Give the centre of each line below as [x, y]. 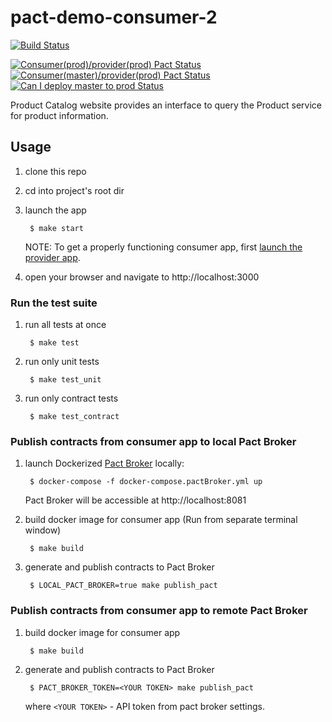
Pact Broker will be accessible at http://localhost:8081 [135, 500]
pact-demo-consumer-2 [114, 17]
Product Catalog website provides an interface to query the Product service [166, 105]
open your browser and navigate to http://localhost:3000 [142, 277]
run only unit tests [62, 362]
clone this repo [55, 171]
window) [43, 530]
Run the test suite [54, 303]
